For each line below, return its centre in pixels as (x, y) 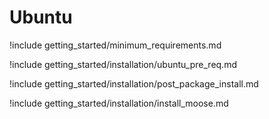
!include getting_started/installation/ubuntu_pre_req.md (123, 64)
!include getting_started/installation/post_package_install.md (134, 83)
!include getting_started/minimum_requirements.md (115, 45)
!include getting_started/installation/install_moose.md (119, 103)
